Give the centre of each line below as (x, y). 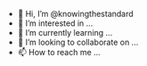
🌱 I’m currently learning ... (65, 33)
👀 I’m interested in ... (55, 23)
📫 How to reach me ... (59, 52)
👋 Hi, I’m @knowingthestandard (75, 14)
